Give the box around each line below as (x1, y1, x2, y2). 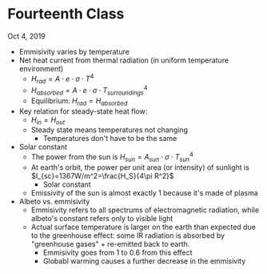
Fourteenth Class (7, 5, 125, 23)
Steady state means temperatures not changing (30, 125, 189, 135)
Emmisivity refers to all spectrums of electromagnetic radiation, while (30, 205, 260, 215)
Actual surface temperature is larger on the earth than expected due (30, 222, 257, 232)
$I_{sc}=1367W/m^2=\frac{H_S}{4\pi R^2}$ (30, 171, 174, 180)
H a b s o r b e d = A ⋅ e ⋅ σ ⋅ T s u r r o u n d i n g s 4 (30, 84, 149, 97)
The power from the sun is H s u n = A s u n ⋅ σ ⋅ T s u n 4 (30, 151, 193, 163)
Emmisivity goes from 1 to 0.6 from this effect (42, 248, 193, 257)
